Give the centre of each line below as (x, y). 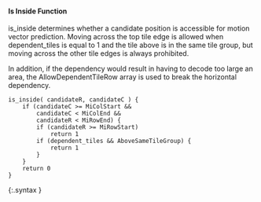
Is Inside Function (38, 11)
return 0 (37, 169)
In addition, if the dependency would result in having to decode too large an (130, 69)
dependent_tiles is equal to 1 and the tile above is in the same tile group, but (130, 45)
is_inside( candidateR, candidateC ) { (74, 100)
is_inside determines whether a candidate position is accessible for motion (129, 28)
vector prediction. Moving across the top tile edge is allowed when (116, 37)
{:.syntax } (25, 190)
